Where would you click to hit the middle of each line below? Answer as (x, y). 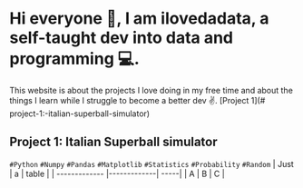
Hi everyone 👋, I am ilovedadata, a (139, 19)
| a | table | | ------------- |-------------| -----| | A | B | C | (117, 173)
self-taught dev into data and (122, 38)
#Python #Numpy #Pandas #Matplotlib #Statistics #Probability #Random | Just (152, 163)
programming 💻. (75, 59)
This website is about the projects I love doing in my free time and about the (151, 90)
